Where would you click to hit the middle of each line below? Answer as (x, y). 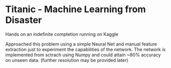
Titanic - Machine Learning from (76, 9)
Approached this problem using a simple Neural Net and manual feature (81, 44)
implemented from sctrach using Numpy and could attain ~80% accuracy (83, 55)
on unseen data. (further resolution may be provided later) (67, 60)
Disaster (24, 20)
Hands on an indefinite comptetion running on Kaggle (62, 34)
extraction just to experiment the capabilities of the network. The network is (85, 49)
